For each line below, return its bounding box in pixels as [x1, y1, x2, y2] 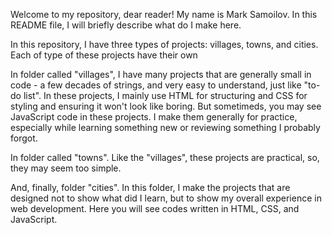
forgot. [10, 132, 38, 144]
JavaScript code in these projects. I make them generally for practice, [10, 111, 298, 123]
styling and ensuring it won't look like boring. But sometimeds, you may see [10, 100, 322, 112]
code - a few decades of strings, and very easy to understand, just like [10, 79, 302, 91]
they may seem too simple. [10, 162, 122, 174]
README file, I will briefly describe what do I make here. [10, 19, 242, 31]
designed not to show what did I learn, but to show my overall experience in [10, 192, 322, 204]
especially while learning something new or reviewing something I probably [10, 122, 321, 133]
